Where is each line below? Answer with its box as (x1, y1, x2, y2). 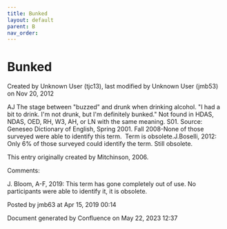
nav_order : (7, 29, 39, 37)
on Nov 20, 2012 (7, 89, 54, 98)
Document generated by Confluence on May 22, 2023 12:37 (7, 214, 178, 222)
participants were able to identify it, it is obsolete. (7, 187, 148, 196)
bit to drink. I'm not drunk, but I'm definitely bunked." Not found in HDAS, (7, 110, 214, 118)
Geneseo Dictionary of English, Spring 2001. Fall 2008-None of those (7, 125, 204, 134)
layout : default (7, 17, 54, 24)
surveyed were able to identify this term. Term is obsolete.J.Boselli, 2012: (7, 132, 217, 140)
